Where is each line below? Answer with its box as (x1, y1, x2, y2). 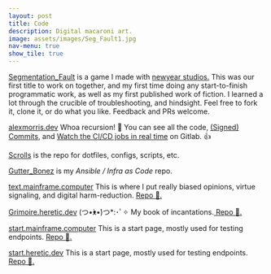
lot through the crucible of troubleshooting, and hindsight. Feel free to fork (8, 98, 258, 107)
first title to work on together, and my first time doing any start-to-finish (8, 80, 248, 90)
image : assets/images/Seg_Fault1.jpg (8, 34, 137, 43)
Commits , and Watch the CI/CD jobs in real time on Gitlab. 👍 (8, 132, 212, 141)
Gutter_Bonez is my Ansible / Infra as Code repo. (8, 166, 173, 176)
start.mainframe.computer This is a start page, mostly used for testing (8, 224, 244, 233)
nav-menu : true (8, 42, 60, 50)
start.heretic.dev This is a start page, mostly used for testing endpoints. (8, 248, 248, 257)
